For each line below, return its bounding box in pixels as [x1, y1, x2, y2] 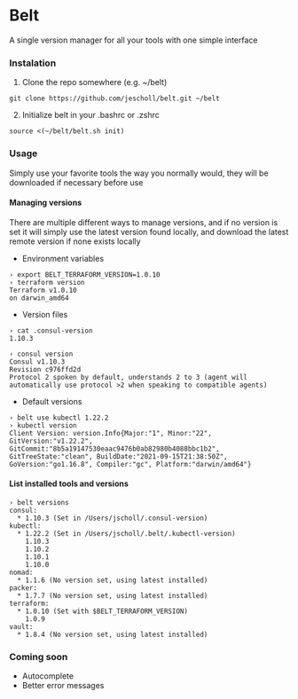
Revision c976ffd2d [9, 365, 82, 373]
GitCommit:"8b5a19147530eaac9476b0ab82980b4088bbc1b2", [9, 444, 220, 453]
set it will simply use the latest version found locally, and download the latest [9, 226, 289, 237]
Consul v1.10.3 [9, 357, 66, 366]
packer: [9, 583, 38, 593]
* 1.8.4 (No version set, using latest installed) [17, 630, 208, 639]
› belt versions [9, 498, 69, 507]
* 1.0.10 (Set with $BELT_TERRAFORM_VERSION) [17, 607, 189, 616]
